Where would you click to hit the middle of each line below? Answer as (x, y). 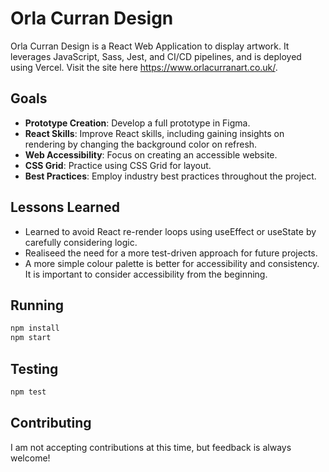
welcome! (30, 458)
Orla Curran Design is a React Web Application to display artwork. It (150, 46)
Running (37, 305)
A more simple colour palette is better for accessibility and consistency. (172, 263)
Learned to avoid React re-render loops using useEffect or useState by (170, 231)
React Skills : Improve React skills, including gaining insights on (154, 133)
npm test (28, 392)
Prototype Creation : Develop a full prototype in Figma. (137, 123)
